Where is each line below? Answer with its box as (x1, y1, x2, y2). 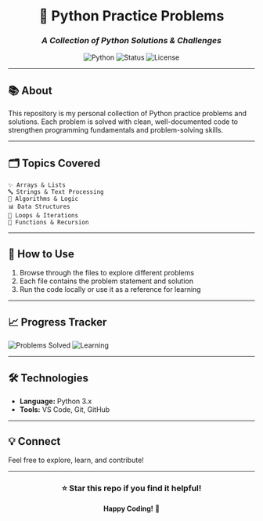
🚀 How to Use (8, 247, 74, 260)
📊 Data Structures (8, 203, 70, 211)
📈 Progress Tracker (8, 315, 107, 329)
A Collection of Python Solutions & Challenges (41, 35, 222, 46)
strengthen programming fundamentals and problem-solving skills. (8, 126, 224, 135)
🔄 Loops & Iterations (8, 212, 79, 220)
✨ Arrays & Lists (8, 181, 67, 189)
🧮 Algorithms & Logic (8, 195, 79, 203)
